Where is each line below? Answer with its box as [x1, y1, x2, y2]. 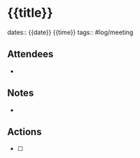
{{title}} [7, 5, 54, 21]
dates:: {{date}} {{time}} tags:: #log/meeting [7, 28, 134, 36]
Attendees [7, 48, 54, 60]
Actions [7, 126, 42, 138]
